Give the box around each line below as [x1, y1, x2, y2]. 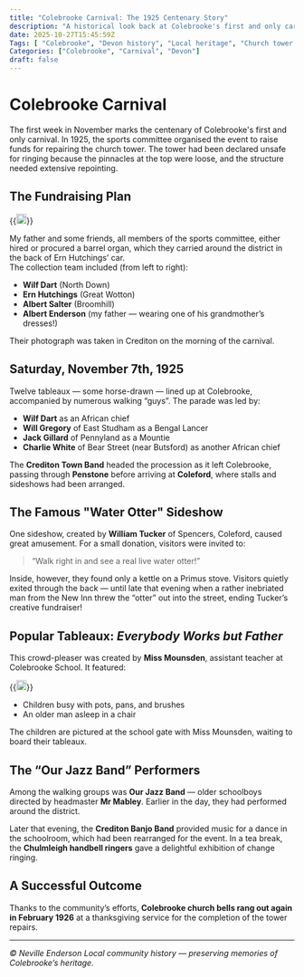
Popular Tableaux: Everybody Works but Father [9, 628, 283, 644]
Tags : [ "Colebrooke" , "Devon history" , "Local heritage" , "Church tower [9, 38, 294, 48]
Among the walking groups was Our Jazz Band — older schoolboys [9, 787, 262, 797]
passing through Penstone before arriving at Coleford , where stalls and [9, 468, 277, 480]
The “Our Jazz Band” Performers [9, 762, 201, 778]
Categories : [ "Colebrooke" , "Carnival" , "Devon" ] [9, 47, 201, 56]
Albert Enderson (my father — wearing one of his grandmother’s [22, 308, 265, 319]
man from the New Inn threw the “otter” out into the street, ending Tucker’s [9, 592, 289, 603]
